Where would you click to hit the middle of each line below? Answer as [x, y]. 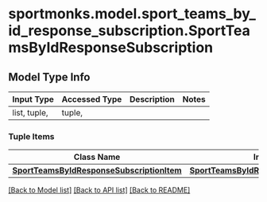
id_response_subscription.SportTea [129, 31]
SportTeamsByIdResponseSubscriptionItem [97, 170]
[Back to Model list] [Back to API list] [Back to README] [99, 190]
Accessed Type [92, 99]
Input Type [33, 99]
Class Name [97, 157]
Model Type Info [49, 77]
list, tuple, [31, 113]
